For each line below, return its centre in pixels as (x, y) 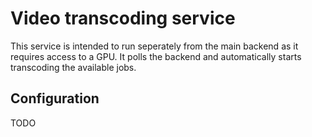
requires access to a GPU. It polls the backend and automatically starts (156, 56)
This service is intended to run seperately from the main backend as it (154, 46)
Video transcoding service (123, 18)
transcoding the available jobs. (73, 67)
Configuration (55, 98)
